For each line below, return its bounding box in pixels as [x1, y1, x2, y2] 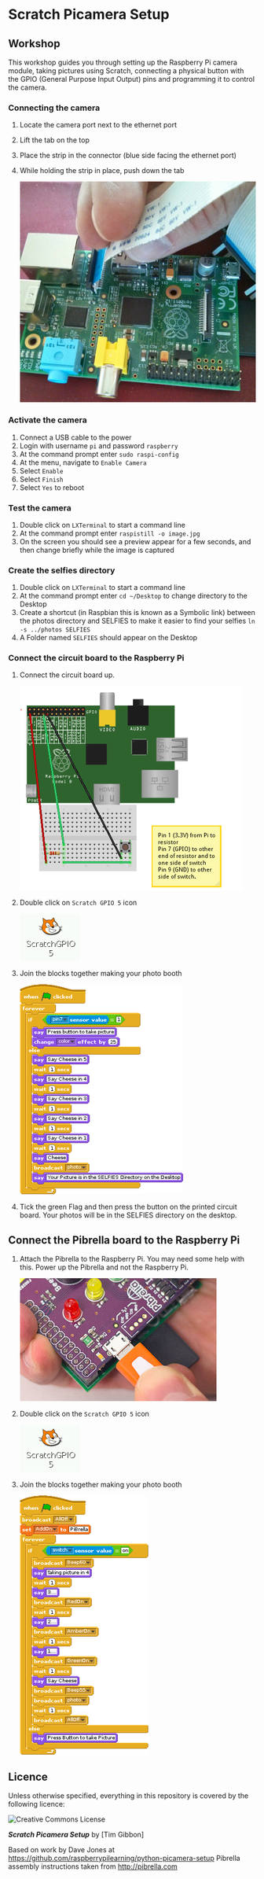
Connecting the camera [8, 102, 101, 113]
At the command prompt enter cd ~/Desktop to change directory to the [19, 591, 247, 601]
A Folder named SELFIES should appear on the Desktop [19, 633, 198, 643]
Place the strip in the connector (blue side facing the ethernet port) [19, 151, 237, 160]
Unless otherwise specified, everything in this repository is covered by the [8, 1791, 249, 1800]
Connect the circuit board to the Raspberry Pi [8, 653, 185, 664]
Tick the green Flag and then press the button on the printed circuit [19, 1202, 237, 1212]
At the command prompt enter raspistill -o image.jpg [19, 529, 200, 538]
